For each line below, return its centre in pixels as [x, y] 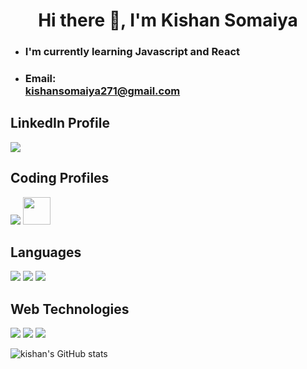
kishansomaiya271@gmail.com [102, 91]
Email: [40, 79]
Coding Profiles [60, 178]
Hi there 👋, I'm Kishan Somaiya [168, 20]
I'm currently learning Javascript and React [132, 52]
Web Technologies [70, 309]
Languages [46, 252]
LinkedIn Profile [60, 123]
